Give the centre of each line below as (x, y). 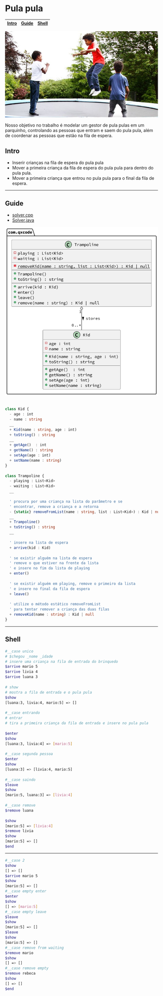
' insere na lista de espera (39, 543)
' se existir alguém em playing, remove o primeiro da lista (73, 583)
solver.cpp (23, 215)
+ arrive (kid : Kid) (30, 548)
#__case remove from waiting (34, 948)
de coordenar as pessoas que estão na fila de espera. (59, 136)
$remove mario (19, 953)
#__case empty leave (26, 912)
